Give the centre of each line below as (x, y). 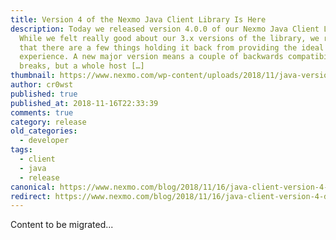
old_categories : (44, 131)
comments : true (42, 112)
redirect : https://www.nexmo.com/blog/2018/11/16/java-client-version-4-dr (171, 196)
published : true (44, 94)
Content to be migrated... (62, 225)
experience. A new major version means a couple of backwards (151, 57)
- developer (44, 141)
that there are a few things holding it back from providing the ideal (172, 47)
